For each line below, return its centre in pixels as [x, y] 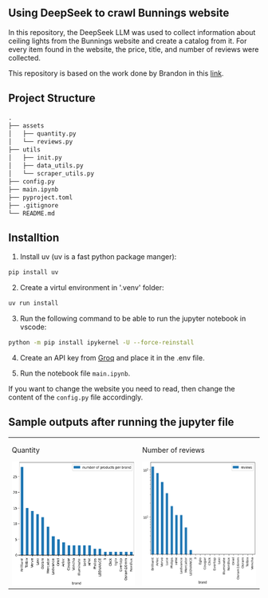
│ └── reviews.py [41, 142]
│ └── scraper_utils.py [51, 173]
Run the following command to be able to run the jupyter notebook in [133, 319]
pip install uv [33, 273]
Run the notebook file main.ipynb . [75, 373]
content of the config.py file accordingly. [76, 397]
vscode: [33, 327]
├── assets [26, 126]
